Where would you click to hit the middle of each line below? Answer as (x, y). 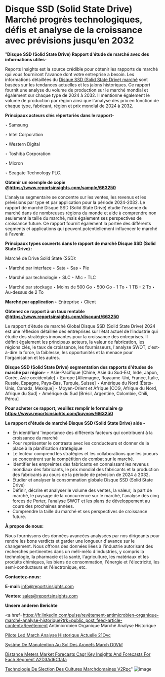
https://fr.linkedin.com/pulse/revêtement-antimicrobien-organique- (91, 615)
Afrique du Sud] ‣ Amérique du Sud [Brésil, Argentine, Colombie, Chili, (77, 393)
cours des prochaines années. (43, 506)
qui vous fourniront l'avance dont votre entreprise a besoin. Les (70, 74)
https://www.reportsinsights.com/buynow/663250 (59, 413)
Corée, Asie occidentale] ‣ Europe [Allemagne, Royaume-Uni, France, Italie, (82, 378)
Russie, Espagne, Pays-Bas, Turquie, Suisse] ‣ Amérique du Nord (72, 383)
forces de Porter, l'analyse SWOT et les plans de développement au (81, 501)
